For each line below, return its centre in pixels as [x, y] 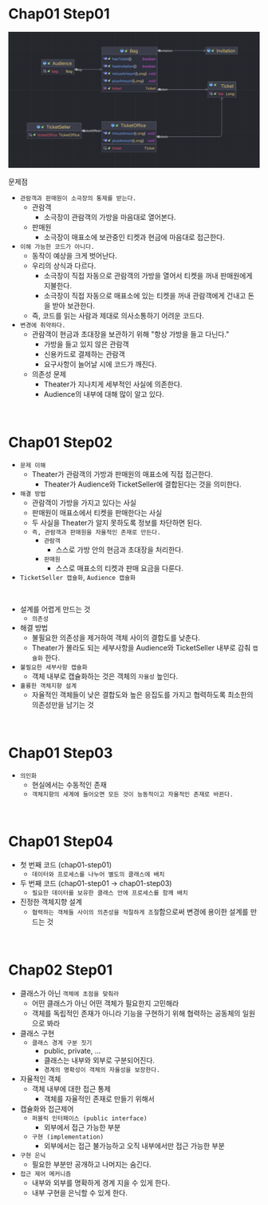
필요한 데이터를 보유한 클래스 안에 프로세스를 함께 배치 [110, 893]
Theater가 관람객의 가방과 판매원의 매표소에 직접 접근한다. [122, 474]
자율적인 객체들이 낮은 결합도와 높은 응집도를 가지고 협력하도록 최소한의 [142, 695]
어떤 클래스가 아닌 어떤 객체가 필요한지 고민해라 [105, 1003]
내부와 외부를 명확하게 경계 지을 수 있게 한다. [100, 1183]
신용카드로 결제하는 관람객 [84, 354]
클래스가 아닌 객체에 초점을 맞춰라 [69, 993]
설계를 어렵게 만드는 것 [55, 610]
